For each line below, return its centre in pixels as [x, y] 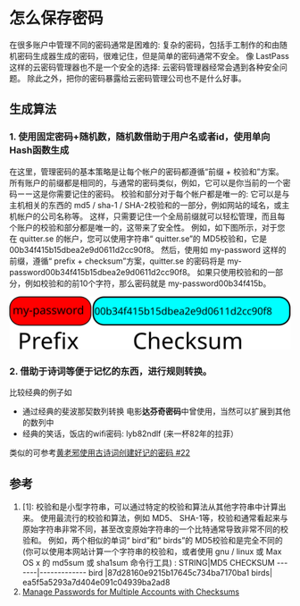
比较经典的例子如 [41, 392]
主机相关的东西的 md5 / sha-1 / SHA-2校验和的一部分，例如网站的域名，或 [146, 205]
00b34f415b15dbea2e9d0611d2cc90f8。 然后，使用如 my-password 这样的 [148, 249]
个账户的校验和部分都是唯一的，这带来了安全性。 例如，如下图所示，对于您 [147, 227]
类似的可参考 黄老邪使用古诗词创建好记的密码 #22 [100, 453]
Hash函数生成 [39, 150]
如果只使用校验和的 [232, 272]
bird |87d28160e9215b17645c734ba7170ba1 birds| [180, 573]
